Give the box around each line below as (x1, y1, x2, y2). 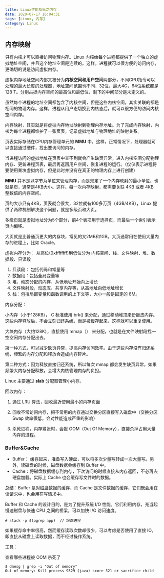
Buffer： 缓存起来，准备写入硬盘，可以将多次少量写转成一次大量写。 (12, 456, 150, 462)
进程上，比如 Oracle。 (13, 240, 59, 245)
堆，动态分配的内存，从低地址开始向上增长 (12, 279, 98, 285)
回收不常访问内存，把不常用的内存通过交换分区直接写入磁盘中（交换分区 (12, 409, 158, 415)
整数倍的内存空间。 (5, 190, 44, 196)
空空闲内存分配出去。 (5, 335, 48, 340)
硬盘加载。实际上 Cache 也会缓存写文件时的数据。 (12, 475, 114, 481)
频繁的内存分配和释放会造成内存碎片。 (13, 351, 91, 357)
